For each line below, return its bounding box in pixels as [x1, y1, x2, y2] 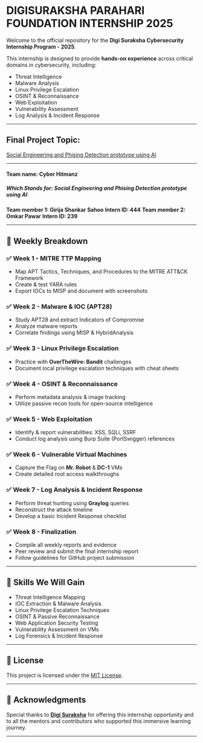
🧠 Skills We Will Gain [6, 577, 85, 588]
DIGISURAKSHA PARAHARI [6, 4, 145, 18]
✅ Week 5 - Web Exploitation [6, 415, 92, 423]
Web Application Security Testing [14, 619, 98, 627]
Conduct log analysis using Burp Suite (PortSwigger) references [14, 435, 175, 443]
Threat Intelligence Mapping [14, 593, 86, 600]
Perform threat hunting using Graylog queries [14, 499, 129, 506]
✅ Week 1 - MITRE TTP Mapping [6, 254, 101, 263]
